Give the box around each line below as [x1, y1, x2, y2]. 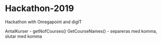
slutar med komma [5, 33, 42, 39]
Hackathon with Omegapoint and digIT [5, 19, 82, 25]
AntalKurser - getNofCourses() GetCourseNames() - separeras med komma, [5, 28, 157, 34]
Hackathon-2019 [5, 3, 74, 14]
